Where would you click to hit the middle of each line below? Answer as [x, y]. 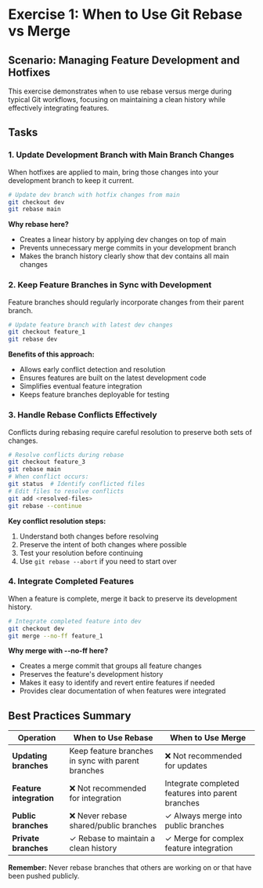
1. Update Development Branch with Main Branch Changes [121, 155]
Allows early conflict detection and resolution [92, 370]
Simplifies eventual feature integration [81, 386]
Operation [37, 738]
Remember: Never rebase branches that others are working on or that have [130, 868]
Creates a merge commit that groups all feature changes [110, 666]
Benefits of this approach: [52, 354]
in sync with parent [104, 761]
